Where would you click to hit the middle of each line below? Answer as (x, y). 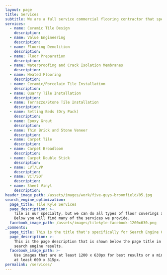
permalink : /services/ (29, 265)
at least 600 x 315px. (38, 260)
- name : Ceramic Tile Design (40, 28)
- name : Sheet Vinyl (31, 186)
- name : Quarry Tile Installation (45, 93)
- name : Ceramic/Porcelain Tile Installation (58, 84)
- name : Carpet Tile (31, 139)
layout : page (19, 10)
